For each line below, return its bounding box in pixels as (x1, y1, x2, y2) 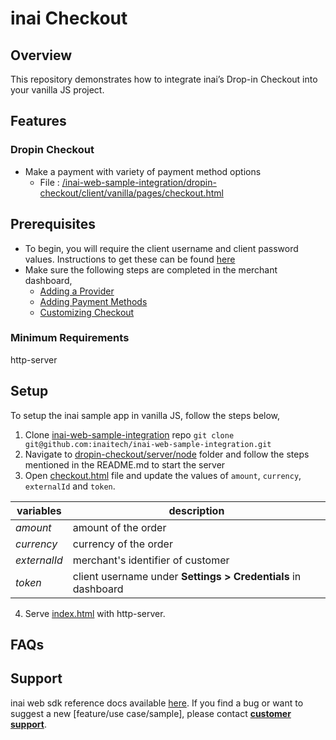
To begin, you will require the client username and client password (24, 242, 299, 254)
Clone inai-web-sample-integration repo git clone (24, 428, 235, 441)
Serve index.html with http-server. (24, 607, 166, 619)
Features (10, 113, 67, 130)
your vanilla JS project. (10, 84, 105, 96)
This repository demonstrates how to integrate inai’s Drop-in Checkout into (10, 73, 318, 85)
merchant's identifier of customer (72, 553, 230, 567)
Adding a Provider (39, 285, 115, 297)
